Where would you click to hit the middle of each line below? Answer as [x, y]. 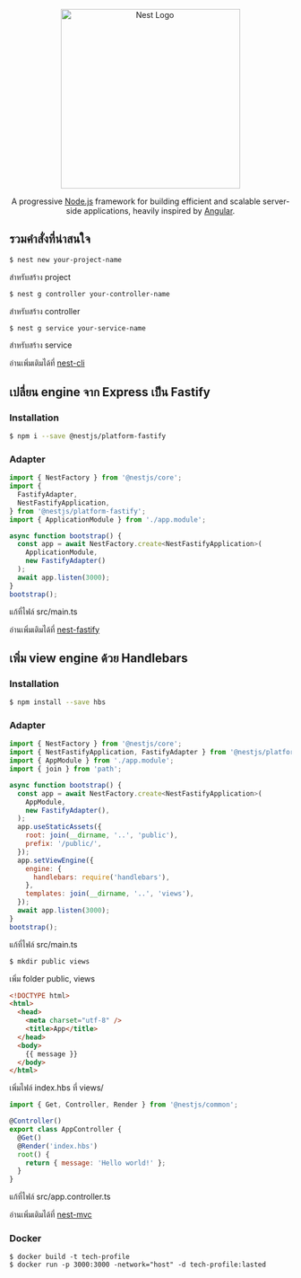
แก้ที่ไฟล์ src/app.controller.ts [60, 1197]
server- [276, 201]
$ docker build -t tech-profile [69, 1257]
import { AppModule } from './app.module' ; [92, 761]
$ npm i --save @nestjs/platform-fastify [88, 436]
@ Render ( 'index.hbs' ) [58, 1146]
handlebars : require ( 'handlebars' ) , [101, 877]
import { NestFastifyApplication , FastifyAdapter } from [118, 753]
